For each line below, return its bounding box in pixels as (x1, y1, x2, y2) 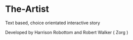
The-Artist (5, 3, 49, 15)
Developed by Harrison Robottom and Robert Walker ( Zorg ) (5, 29, 129, 35)
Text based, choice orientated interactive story (5, 20, 100, 26)
